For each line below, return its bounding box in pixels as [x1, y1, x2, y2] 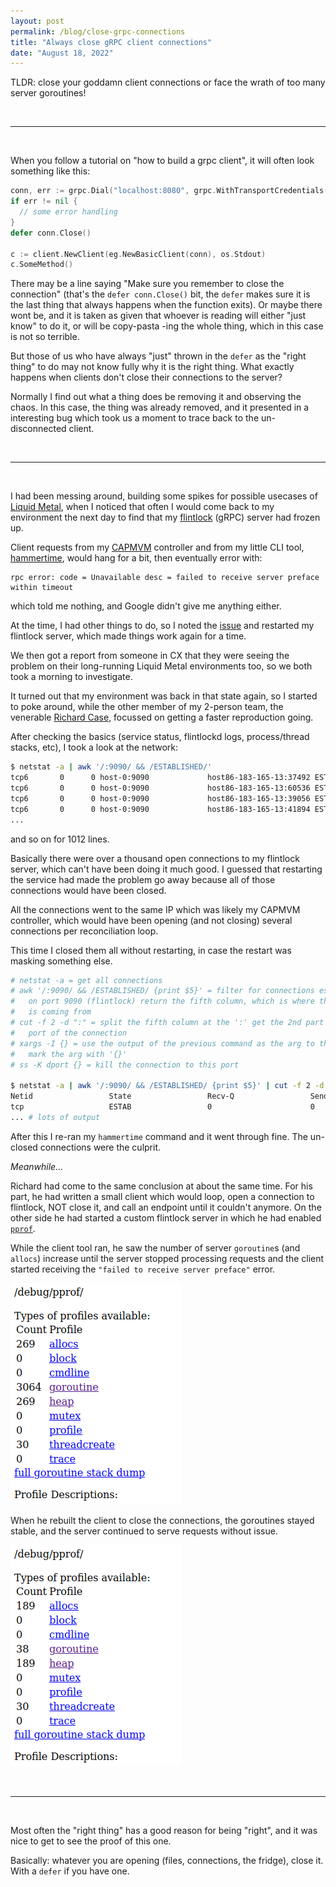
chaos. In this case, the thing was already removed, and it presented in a [10, 401, 310, 414]
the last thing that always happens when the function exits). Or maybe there [10, 299, 323, 311]
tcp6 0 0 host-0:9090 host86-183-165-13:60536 [10, 783, 311, 793]
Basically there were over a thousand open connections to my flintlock [10, 852, 300, 864]
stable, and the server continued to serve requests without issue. [10, 1525, 278, 1537]
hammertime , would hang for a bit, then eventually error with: [10, 552, 263, 564]
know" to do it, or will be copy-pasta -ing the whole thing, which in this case [10, 320, 324, 332]
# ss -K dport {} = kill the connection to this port [10, 1060, 240, 1070]
